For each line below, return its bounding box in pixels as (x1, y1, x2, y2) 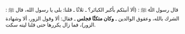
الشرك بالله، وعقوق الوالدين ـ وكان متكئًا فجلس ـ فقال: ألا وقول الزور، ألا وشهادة (5, 15, 180, 22)
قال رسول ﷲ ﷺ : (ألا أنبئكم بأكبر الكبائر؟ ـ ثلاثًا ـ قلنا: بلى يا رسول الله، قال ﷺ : (5, 6, 179, 13)
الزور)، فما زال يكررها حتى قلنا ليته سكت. (5, 21, 96, 28)
